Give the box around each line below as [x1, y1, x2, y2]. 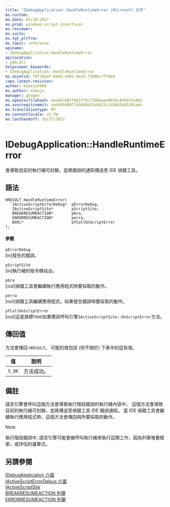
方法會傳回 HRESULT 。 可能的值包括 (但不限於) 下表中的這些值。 [5, 344, 137, 350]
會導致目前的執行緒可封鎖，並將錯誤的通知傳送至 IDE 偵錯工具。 [5, 167, 140, 173]
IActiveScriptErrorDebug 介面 [5, 478, 67, 485]
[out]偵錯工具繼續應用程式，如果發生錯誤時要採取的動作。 [5, 298, 128, 304]
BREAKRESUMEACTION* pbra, [12, 210, 83, 216]
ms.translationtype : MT [5, 107, 56, 112]
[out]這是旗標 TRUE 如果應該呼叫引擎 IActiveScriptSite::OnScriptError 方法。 [5, 313, 165, 320]
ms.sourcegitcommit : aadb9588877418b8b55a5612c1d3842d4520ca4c [5, 103, 143, 108]
